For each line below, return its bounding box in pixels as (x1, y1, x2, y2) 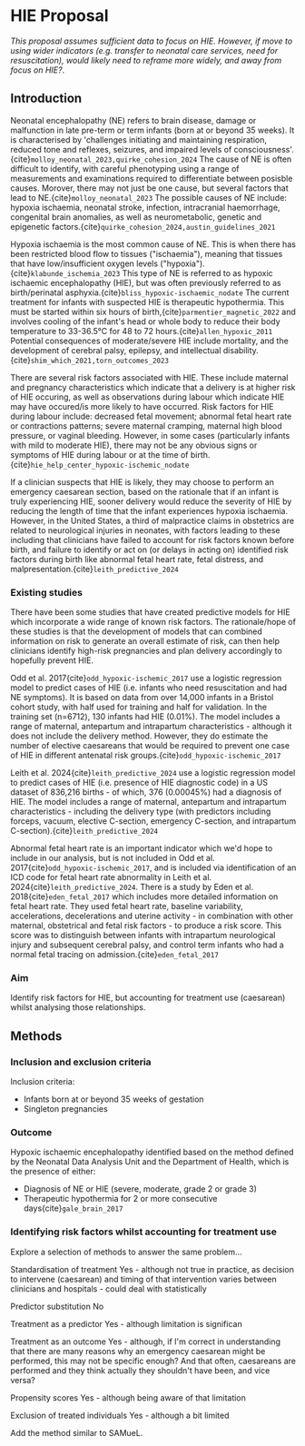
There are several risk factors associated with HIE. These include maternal (10, 371, 289, 382)
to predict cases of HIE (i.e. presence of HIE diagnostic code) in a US (10, 777, 269, 788)
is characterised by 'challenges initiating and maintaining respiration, (10, 134, 267, 145)
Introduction (10, 91, 83, 106)
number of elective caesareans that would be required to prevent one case (10, 740, 290, 751)
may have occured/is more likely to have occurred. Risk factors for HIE (10, 401, 274, 411)
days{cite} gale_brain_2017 (23, 1203, 123, 1213)
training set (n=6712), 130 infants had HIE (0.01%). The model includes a (10, 711, 280, 722)
